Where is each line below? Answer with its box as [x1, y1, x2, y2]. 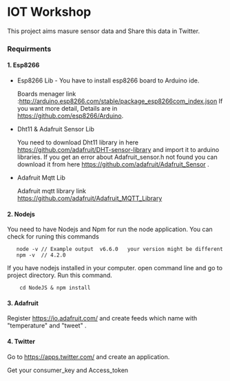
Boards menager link [17, 90, 76, 98]
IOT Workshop [7, 4, 92, 20]
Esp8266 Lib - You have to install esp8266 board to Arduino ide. [17, 76, 200, 85]
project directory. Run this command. [7, 271, 112, 279]
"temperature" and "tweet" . [7, 321, 87, 330]
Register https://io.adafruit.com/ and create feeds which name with [7, 314, 198, 323]
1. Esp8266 [7, 61, 40, 69]
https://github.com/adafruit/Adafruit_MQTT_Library [17, 194, 163, 203]
